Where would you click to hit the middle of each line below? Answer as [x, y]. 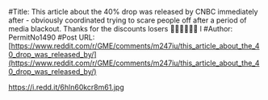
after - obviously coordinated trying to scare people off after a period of [128, 20]
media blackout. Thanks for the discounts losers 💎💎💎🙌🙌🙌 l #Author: [121, 29]
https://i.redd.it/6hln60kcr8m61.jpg [66, 87]
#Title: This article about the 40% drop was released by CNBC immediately [133, 12]
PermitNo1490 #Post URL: [52, 37]
